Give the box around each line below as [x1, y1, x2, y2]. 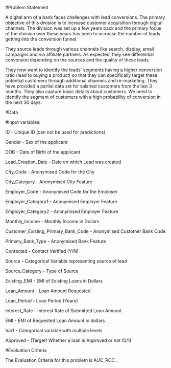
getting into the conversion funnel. [5, 36, 78, 42]
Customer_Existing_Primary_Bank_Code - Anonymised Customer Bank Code [5, 228, 166, 234]
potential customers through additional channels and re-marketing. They [5, 78, 158, 83]
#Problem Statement [5, 5, 48, 10]
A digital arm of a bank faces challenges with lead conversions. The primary [5, 14, 165, 20]
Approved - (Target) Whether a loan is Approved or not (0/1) [5, 337, 132, 343]
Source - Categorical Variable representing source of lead [5, 258, 127, 264]
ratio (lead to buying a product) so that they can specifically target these [5, 72, 158, 78]
